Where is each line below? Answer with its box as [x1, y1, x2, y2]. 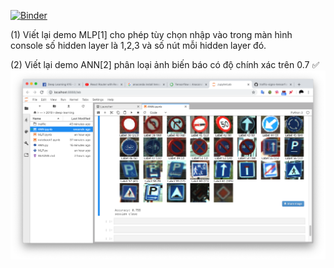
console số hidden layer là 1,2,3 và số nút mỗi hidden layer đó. [10, 40, 267, 51]
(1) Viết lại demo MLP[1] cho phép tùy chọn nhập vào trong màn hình [10, 29, 293, 40]
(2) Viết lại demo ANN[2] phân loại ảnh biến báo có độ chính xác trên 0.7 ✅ [10, 59, 320, 70]
